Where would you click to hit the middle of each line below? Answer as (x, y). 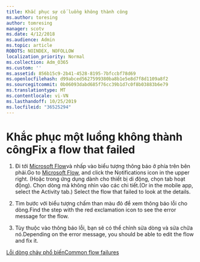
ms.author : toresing (32, 17)
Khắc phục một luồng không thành (94, 137)
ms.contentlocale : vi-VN (37, 96)
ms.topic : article (29, 46)
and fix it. (27, 241)
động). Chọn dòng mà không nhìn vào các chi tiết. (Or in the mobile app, (104, 186)
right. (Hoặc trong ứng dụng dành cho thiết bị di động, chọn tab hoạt (100, 179)
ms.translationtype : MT (36, 90)
